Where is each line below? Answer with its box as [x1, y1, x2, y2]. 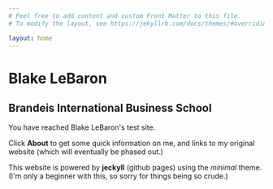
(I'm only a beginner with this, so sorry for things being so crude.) [8, 171, 229, 181]
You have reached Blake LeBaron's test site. [8, 122, 156, 132]
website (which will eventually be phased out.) [8, 147, 164, 157]
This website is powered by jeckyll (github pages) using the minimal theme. [8, 163, 262, 173]
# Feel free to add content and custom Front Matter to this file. [8, 11, 242, 20]
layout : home [8, 34, 53, 42]
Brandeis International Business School [8, 101, 212, 114]
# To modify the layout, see [8, 19, 107, 28]
